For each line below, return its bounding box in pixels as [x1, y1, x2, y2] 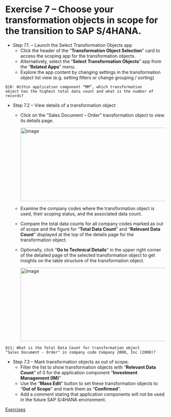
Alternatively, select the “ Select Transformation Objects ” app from [20, 58, 162, 64]
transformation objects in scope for [5, 14, 158, 26]
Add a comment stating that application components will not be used [20, 391, 165, 397]
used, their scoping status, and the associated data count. [20, 210, 142, 217]
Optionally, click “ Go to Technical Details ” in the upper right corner [20, 246, 161, 253]
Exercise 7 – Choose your [5, 4, 114, 15]
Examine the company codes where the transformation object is [20, 205, 155, 211]
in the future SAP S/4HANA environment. [20, 396, 106, 403]
